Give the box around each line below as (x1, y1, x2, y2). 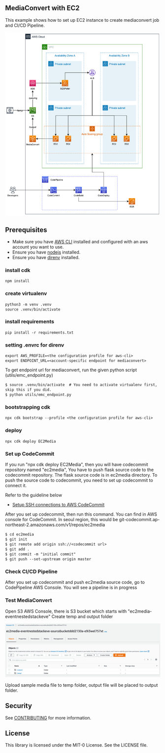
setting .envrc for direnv (5, 341, 65, 348)
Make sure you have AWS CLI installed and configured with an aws (12, 238, 148, 244)
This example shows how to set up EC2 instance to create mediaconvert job (5, 17, 160, 23)
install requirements (5, 318, 54, 325)
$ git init (5, 537, 28, 542)
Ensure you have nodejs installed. (12, 249, 81, 255)
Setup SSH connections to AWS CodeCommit (12, 502, 105, 508)
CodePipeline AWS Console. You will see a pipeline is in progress (5, 584, 137, 590)
